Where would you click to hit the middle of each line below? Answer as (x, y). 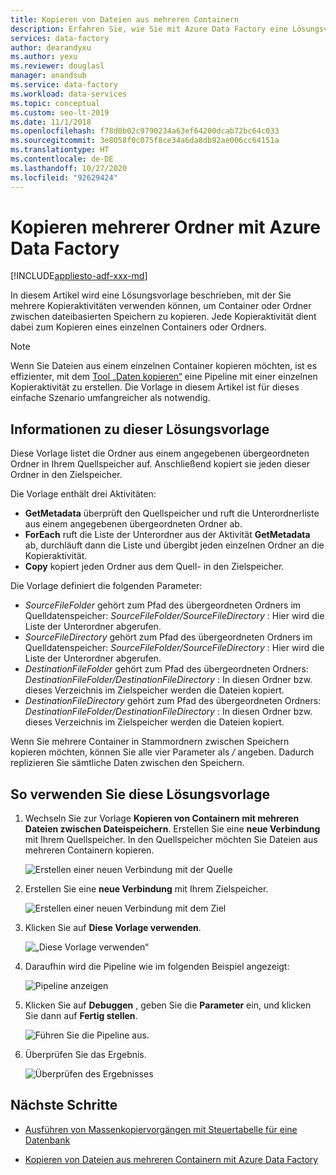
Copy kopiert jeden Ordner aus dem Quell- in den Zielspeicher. (154, 567)
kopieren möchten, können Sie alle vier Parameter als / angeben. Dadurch (162, 752)
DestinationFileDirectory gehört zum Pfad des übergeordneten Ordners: (173, 701)
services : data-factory (60, 38)
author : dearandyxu (51, 47)
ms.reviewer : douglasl (57, 66)
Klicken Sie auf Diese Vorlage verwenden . (113, 928)
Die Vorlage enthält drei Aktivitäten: (83, 494)
